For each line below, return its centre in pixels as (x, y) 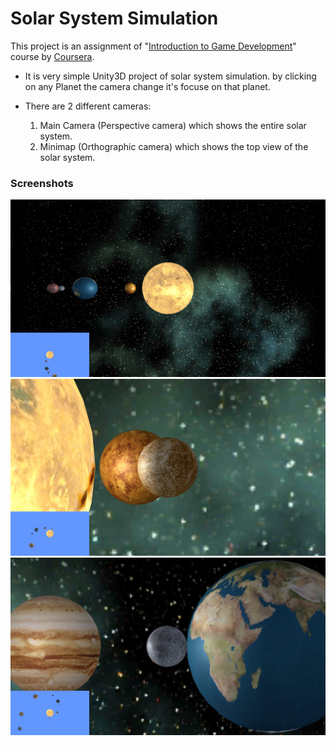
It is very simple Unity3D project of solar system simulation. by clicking (170, 76)
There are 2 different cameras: (88, 106)
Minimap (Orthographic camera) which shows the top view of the (174, 146)
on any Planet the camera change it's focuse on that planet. (147, 86)
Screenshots (42, 183)
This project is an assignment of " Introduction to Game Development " (153, 46)
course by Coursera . (52, 56)
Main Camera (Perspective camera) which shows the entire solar (173, 125)
